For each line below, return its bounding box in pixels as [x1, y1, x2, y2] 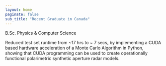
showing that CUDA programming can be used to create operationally [5, 50, 148, 56]
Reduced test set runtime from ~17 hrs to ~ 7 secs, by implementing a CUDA [5, 40, 162, 46]
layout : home [5, 7, 32, 12]
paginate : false [5, 12, 39, 17]
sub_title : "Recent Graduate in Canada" [5, 16, 90, 21]
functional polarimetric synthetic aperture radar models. [5, 56, 120, 62]
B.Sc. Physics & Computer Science [5, 30, 77, 36]
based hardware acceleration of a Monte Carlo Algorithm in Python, [5, 45, 144, 51]
